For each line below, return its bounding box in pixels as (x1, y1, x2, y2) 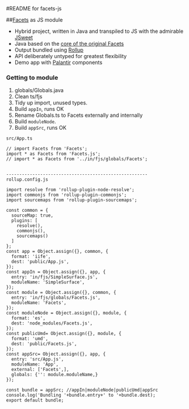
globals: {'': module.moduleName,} (11, 372, 98, 378)
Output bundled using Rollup (14, 46, 84, 53)
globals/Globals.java (14, 87, 64, 94)
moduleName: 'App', (11, 361, 59, 367)
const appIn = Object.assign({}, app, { (6, 269, 106, 275)
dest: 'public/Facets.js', (11, 341, 77, 347)
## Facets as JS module (6, 16, 63, 23)
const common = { (6, 208, 49, 214)
